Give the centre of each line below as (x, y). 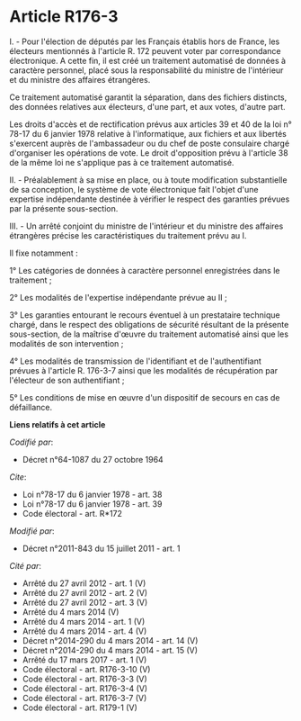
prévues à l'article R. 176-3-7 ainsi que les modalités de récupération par (144, 370)
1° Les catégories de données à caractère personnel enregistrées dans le (145, 270)
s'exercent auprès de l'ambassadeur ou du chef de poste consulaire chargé (150, 143)
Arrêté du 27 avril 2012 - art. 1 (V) (84, 583)
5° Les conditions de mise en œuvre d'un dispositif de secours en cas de (145, 397)
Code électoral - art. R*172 (72, 513)
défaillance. (31, 407)
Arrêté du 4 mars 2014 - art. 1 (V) (84, 621)
